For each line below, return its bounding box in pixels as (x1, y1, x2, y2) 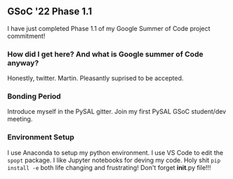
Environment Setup (7, 133, 75, 142)
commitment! (7, 32, 46, 40)
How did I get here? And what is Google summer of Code (7, 49, 204, 59)
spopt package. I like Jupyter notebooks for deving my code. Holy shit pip (7, 156, 221, 164)
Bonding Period (7, 91, 61, 101)
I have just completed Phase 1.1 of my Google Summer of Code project (7, 24, 211, 32)
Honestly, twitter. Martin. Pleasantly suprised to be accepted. (7, 74, 184, 83)
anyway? (7, 58, 39, 67)
